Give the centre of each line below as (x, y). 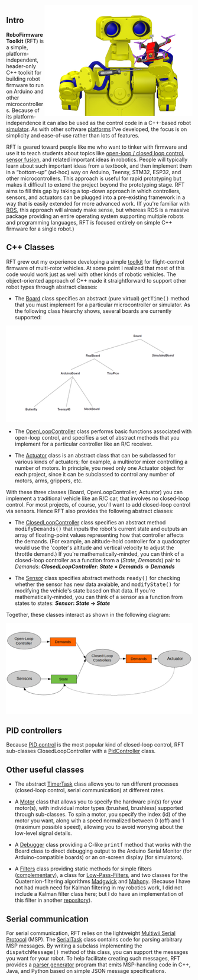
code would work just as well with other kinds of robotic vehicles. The (91, 274)
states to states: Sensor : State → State (62, 603)
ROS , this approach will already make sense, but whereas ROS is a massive (98, 210)
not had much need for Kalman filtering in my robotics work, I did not (98, 888)
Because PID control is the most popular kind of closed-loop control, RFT (95, 745)
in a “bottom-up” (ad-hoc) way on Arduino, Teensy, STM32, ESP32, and (94, 172)
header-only (21, 66)
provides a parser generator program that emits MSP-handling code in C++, (98, 965)
